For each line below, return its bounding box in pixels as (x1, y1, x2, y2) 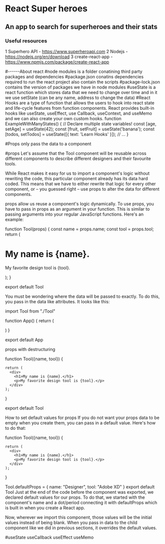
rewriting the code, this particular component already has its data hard (5, 175, 148, 181)
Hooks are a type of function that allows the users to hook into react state (5, 99, 155, 106)
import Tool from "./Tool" (5, 308, 56, 314)
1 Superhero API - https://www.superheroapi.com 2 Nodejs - (5, 48, 128, 54)
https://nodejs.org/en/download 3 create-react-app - (5, 54, 113, 60)
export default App (5, 337, 43, 343)
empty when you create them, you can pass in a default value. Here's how (5, 419, 156, 426)
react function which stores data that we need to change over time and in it (5, 89, 158, 95)
